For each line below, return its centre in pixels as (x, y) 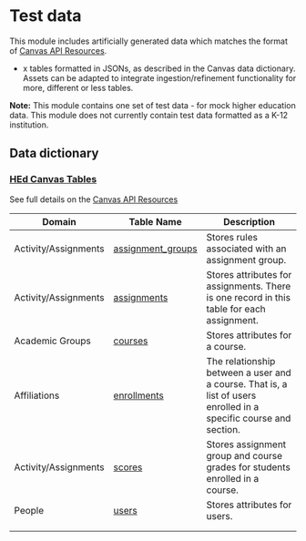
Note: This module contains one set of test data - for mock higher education (153, 105)
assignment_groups (155, 249)
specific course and (249, 418)
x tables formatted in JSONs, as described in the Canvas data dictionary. (159, 68)
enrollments (138, 395)
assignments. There (249, 286)
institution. (29, 125)
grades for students (249, 467)
